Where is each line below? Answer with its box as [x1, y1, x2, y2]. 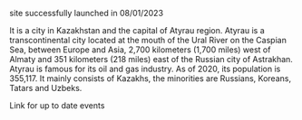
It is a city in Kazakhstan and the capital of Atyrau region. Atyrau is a [9, 25, 265, 35]
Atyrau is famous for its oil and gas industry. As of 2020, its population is [9, 63, 281, 74]
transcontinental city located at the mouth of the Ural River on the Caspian [9, 35, 287, 45]
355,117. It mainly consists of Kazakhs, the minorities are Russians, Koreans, [9, 73, 292, 84]
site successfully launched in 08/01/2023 [9, 8, 164, 18]
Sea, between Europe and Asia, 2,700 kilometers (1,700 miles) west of [9, 44, 271, 55]
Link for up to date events [9, 100, 105, 111]
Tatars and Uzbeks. [9, 83, 83, 93]
